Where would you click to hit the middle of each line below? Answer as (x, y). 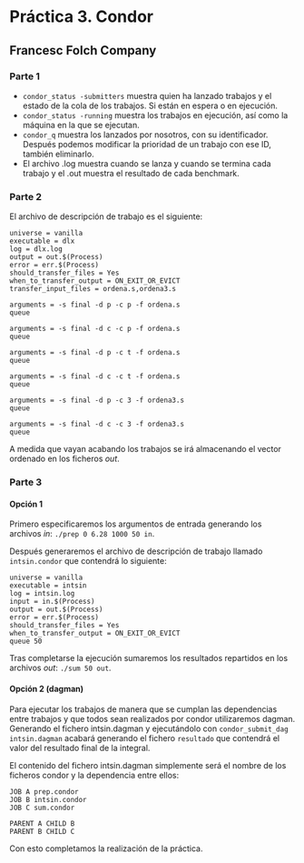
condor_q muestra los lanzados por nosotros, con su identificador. (145, 135)
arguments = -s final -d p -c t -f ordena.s (95, 353)
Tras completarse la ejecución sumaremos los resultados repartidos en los (149, 658)
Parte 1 (25, 76)
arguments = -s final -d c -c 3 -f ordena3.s (97, 425)
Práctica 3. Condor (82, 17)
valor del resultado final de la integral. (80, 748)
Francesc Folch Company (83, 50)
